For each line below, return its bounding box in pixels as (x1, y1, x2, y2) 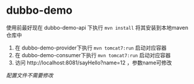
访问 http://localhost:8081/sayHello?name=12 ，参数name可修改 (14, 59, 173, 66)
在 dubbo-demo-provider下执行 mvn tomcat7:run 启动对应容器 (14, 44, 167, 51)
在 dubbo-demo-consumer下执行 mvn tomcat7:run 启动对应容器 (14, 51, 171, 58)
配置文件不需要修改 (6, 71, 54, 79)
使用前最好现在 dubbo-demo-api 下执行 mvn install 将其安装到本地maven (6, 24, 189, 31)
